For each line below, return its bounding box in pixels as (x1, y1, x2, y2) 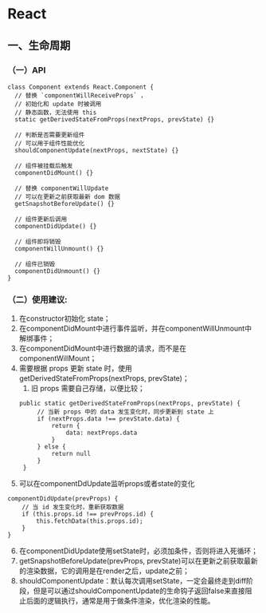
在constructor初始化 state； (18, 314, 111, 323)
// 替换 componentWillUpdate (14, 184, 109, 192)
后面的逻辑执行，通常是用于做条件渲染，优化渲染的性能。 (25, 596, 215, 606)
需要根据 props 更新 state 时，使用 (18, 364, 133, 374)
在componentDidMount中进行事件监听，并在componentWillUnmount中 (18, 324, 252, 334)
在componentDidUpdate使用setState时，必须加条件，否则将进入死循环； (18, 546, 259, 556)
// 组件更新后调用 (14, 215, 68, 223)
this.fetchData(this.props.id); (36, 517, 144, 525)
